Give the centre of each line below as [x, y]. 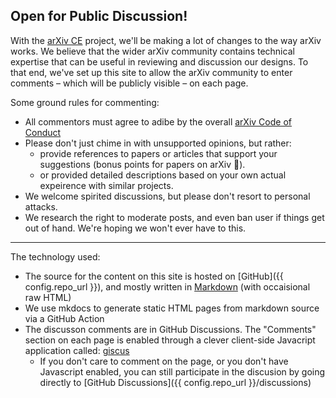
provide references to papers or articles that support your [158, 153]
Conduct [43, 132]
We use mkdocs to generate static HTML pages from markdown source [172, 308]
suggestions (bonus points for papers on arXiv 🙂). [142, 164]
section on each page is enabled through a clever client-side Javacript [170, 340]
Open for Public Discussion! [99, 16]
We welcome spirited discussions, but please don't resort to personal [167, 196]
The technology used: [55, 256]
